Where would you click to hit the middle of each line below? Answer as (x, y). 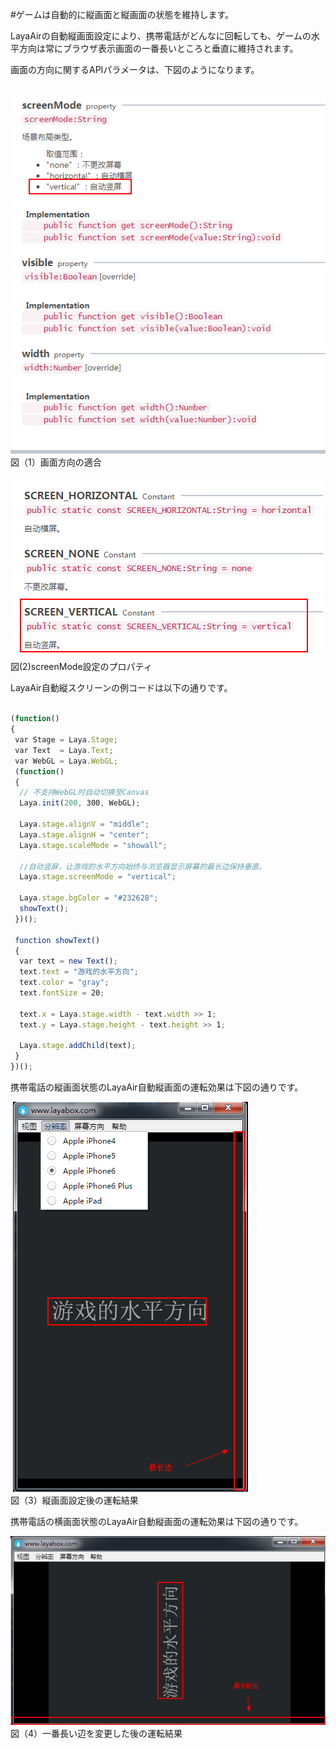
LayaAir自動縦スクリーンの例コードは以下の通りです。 (121, 688)
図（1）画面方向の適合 (56, 462)
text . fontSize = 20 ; (62, 993)
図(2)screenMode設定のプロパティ (81, 667)
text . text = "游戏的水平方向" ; (79, 972)
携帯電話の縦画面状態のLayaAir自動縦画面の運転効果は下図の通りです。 (157, 1087)
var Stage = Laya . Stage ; (66, 740)
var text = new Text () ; (68, 961)
